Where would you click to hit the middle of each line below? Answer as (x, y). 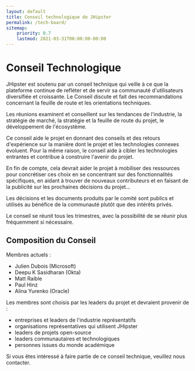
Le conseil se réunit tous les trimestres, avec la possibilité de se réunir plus (97, 215)
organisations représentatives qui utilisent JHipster (76, 326)
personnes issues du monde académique (65, 345)
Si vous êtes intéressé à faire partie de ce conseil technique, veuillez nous (96, 356)
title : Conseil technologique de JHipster (59, 17)
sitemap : (17, 28)
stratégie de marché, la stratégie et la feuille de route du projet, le (85, 120)
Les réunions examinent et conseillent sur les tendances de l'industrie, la (94, 114)
